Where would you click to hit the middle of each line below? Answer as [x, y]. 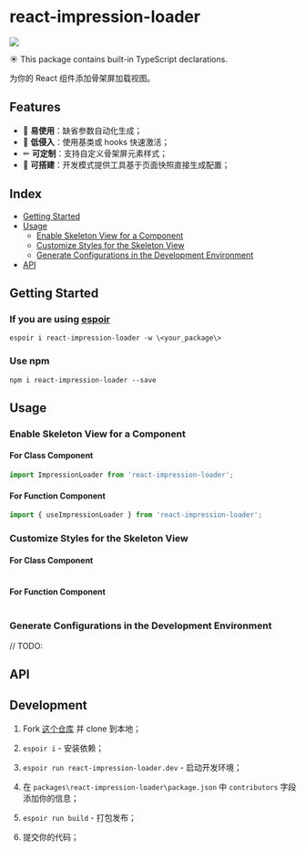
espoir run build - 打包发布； [79, 817]
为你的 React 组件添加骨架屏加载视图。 [82, 78]
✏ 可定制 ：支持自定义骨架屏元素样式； [95, 153]
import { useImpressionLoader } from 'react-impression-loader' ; [136, 515]
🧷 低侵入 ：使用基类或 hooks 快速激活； [96, 142]
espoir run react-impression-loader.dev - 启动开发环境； [132, 767]
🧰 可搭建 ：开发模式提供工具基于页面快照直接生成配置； [126, 164]
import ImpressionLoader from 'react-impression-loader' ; [122, 475]
